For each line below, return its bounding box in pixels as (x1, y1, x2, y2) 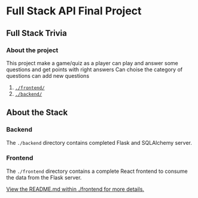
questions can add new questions (6, 72, 90, 79)
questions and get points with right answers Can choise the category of (6, 66, 183, 73)
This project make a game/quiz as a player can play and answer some (6, 59, 178, 66)
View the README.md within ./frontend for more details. (6, 185, 145, 193)
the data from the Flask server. (6, 173, 82, 181)
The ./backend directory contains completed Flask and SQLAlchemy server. (6, 139, 193, 146)
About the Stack (6, 108, 68, 118)
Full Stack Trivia (6, 28, 67, 38)
